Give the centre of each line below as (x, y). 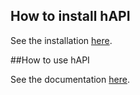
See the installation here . (61, 40)
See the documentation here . (70, 79)
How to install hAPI (70, 16)
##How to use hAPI (50, 60)
